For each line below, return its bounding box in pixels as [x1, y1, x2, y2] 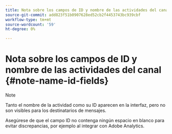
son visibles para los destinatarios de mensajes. [5, 107, 106, 113]
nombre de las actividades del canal [5, 64, 162, 76]
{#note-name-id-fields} [5, 75, 109, 87]
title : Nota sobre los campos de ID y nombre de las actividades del [5, 7, 157, 13]
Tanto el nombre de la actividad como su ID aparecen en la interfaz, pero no [5, 102, 165, 108]
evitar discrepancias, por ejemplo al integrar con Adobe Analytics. [5, 123, 145, 129]
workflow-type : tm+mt [5, 17, 52, 22]
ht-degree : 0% [5, 27, 36, 32]
